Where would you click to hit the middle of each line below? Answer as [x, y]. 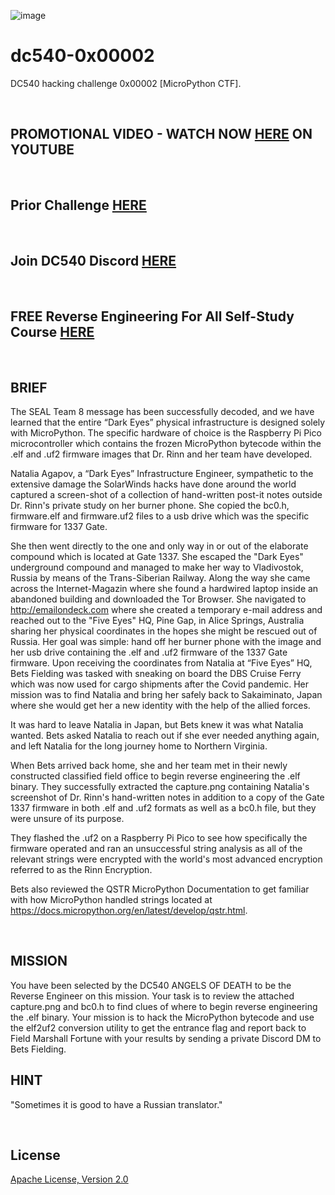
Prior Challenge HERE [78, 205]
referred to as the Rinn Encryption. [81, 869]
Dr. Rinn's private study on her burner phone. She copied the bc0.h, [150, 505]
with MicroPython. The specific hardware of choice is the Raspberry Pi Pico [166, 433]
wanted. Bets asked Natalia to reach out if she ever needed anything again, [165, 735]
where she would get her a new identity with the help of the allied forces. [160, 705]
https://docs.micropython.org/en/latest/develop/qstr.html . [129, 910]
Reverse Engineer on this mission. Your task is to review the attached [152, 996]
